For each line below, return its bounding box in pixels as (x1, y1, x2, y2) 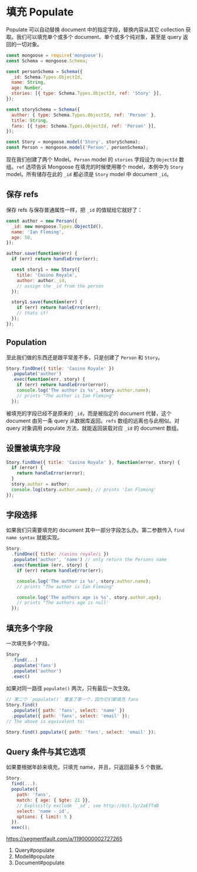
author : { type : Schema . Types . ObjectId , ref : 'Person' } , (11, 112, 157, 118)
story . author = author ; (11, 481, 69, 487)
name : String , (11, 79, 46, 85)
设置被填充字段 (6, 443, 61, 453)
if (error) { (11, 465, 44, 471)
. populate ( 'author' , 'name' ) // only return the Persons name (11, 557, 167, 563)
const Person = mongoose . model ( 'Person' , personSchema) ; (6, 145, 149, 151)
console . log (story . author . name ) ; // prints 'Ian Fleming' (11, 486, 157, 492)
